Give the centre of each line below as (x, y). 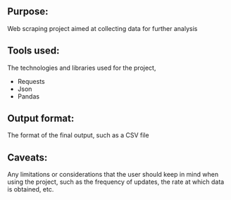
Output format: (41, 119)
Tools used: (33, 51)
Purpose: (28, 12)
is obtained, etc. (31, 189)
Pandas (29, 96)
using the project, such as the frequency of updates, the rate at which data (116, 182)
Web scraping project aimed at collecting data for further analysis (102, 28)
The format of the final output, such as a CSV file (78, 135)
